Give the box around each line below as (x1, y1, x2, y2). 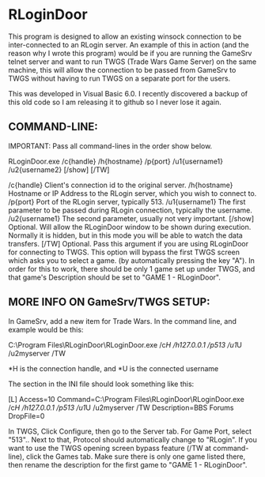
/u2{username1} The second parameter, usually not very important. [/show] (8, 213, 255, 223)
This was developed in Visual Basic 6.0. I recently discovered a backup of (8, 88, 248, 98)
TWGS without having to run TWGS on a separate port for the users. (8, 73, 231, 83)
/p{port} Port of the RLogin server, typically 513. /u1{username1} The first (8, 197, 246, 206)
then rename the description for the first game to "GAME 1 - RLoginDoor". (8, 460, 248, 469)
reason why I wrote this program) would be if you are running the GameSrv (8, 48, 252, 58)
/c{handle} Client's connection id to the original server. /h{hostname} (8, 180, 233, 190)
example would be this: (8, 325, 84, 334)
